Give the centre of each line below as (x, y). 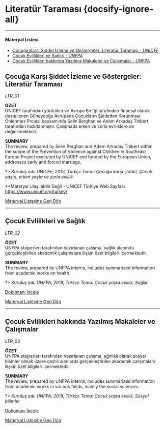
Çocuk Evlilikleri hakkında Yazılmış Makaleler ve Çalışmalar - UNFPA (81, 61)
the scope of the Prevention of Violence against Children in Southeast (76, 152)
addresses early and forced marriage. (43, 162)
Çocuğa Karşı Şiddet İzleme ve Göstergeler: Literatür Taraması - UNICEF (85, 51)
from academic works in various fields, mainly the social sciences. (72, 386)
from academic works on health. (38, 273)
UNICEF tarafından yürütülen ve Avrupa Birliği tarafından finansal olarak (78, 110)
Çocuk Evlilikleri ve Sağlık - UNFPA (47, 56)
